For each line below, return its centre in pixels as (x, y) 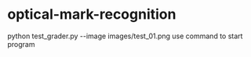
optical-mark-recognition (92, 14)
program (21, 44)
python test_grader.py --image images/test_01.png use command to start (125, 36)
